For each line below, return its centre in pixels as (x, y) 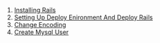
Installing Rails (35, 10)
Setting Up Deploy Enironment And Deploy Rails (83, 17)
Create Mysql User (41, 32)
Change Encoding (40, 25)
